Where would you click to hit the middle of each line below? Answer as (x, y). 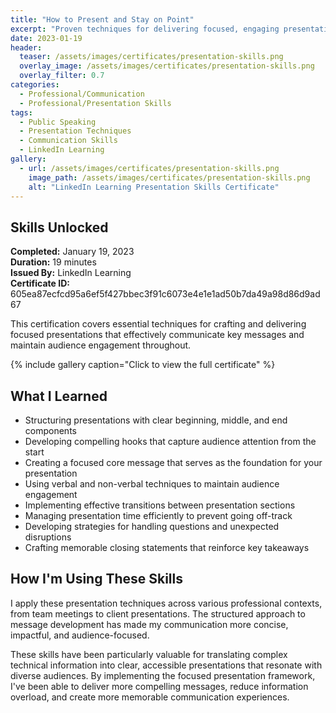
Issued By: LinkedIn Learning (71, 273)
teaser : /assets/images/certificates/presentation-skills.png (151, 57)
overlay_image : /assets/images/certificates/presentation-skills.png (167, 66)
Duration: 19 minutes (53, 262)
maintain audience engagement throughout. (101, 345)
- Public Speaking (58, 122)
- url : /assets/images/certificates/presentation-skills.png (149, 168)
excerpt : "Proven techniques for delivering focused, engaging (145, 29)
